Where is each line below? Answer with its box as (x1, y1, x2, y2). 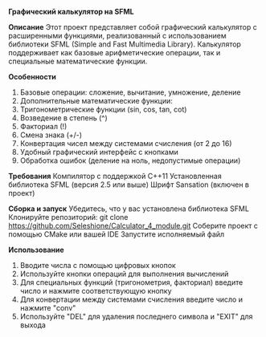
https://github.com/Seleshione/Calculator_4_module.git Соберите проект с (8, 221, 259, 230)
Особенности (8, 72, 56, 81)
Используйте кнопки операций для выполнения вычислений (19, 269, 229, 278)
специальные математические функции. (8, 56, 148, 66)
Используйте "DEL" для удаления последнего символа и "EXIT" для (19, 312, 253, 321)
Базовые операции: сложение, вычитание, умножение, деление (19, 87, 241, 97)
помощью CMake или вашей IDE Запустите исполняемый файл (8, 229, 225, 239)
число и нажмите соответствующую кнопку (19, 286, 172, 295)
